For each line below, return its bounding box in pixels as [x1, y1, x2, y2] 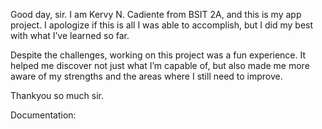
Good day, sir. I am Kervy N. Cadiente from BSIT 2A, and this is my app [10, 9, 302, 20]
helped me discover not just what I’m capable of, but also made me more [10, 60, 310, 71]
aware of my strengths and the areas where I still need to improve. [10, 70, 283, 82]
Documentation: [10, 109, 77, 121]
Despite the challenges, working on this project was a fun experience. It [10, 49, 307, 61]
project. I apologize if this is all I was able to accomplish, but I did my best [10, 19, 314, 31]
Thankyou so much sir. [10, 90, 105, 101]
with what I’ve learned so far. [10, 30, 130, 41]
